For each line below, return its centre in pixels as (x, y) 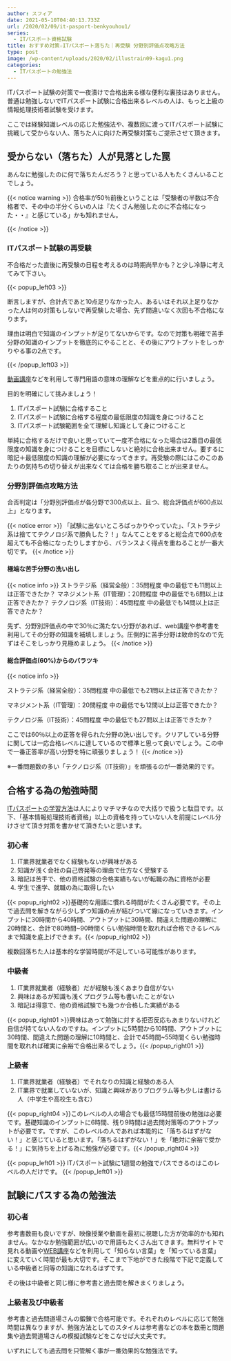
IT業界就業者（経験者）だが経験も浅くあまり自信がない (96, 987)
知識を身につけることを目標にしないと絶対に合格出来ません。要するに (125, 449)
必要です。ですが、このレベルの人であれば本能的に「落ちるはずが (112, 1131)
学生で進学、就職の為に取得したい (66, 888)
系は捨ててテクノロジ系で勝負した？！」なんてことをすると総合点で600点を (115, 534)
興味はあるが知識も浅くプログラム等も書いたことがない (96, 996)
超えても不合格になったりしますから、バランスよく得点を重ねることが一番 (113, 542)
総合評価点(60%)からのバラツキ (53, 660)
